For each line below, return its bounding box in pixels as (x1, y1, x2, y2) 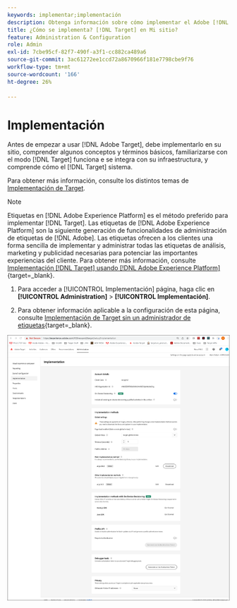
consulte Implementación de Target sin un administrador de (17, 314, 191, 322)
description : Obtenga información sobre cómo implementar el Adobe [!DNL (7, 18, 229, 26)
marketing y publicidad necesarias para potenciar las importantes (7, 249, 198, 257)
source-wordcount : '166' (7, 71, 80, 78)
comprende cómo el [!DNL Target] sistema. (7, 163, 133, 171)
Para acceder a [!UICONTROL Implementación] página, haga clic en (17, 285, 215, 293)
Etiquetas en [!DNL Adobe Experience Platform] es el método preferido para (7, 212, 229, 220)
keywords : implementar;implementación (7, 11, 121, 18)
